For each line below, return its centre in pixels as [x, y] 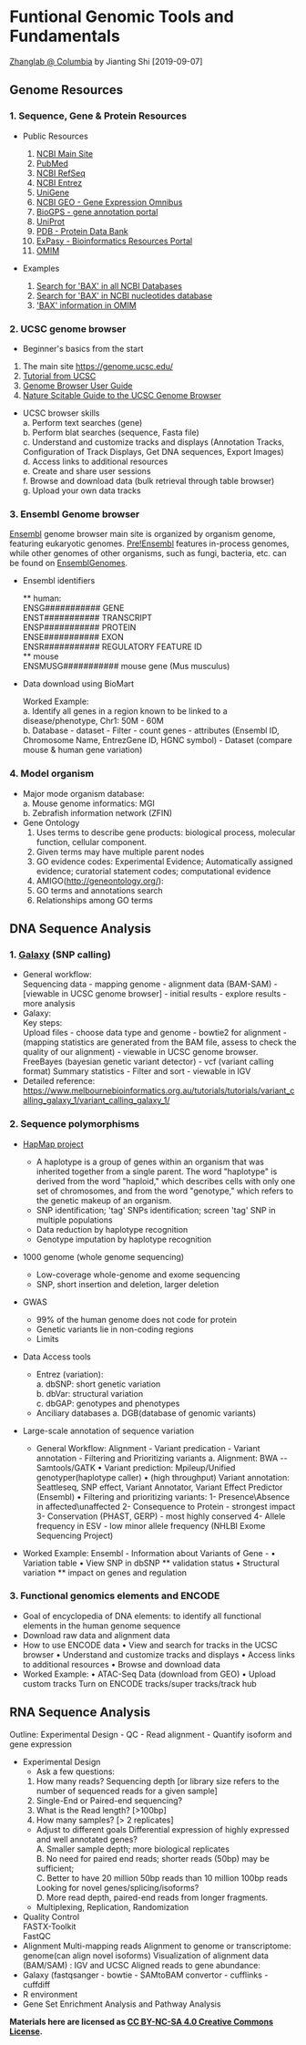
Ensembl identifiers [59, 581]
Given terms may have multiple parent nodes [120, 852]
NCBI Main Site [65, 153]
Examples [41, 268]
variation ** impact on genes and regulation [105, 1572]
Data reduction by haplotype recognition [112, 1229]
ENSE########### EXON [73, 637]
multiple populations [74, 1220]
